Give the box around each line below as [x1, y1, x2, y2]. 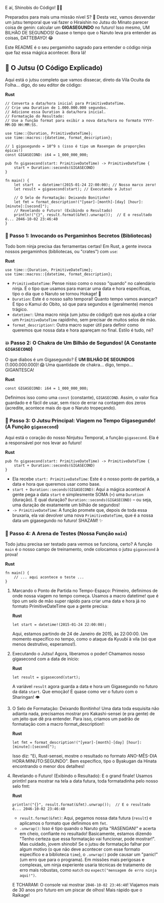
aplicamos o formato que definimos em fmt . [19, 820, 108, 826]
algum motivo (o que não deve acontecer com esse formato [19, 846, 141, 852]
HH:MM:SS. [18, 122, 38, 127]
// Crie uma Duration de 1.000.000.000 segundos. [5, 105, 109, 110]
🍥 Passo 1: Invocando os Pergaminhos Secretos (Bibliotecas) [5, 232, 152, 239]
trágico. [12, 307, 28, 312]
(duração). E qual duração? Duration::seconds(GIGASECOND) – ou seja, [12, 497, 152, 502]
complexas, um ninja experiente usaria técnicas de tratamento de [19, 862, 152, 868]
